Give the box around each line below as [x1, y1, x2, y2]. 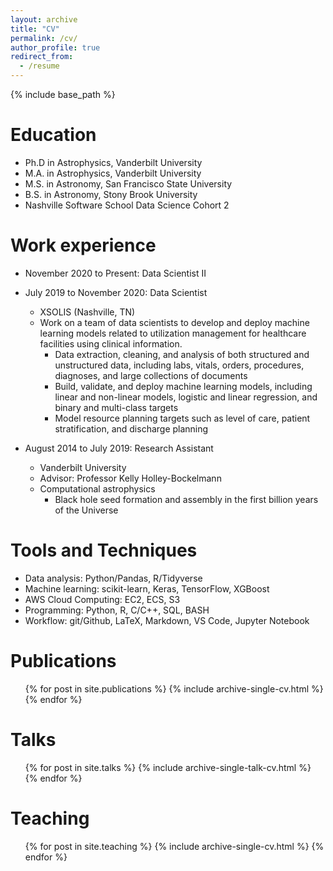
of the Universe [54, 504, 119, 516]
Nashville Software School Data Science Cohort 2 [24, 199, 230, 211]
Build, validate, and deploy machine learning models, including [54, 380, 313, 392]
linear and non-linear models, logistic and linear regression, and [54, 391, 318, 403]
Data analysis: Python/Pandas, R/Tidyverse [24, 572, 203, 584]
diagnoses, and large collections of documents [54, 369, 248, 381]
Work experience [10, 234, 157, 257]
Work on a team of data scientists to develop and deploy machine [39, 316, 310, 328]
